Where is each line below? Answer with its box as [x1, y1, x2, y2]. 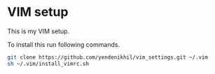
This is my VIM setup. [7, 27, 70, 35]
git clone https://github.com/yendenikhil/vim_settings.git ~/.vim [7, 53, 209, 61]
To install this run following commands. [7, 40, 120, 48]
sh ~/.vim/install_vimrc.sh [7, 60, 90, 67]
